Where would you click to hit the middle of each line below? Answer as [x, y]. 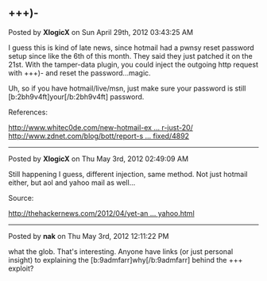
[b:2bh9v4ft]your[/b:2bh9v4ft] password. [76, 96]
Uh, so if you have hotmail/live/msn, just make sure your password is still [127, 88]
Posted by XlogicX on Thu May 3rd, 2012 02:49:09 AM [99, 159]
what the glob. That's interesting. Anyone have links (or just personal [121, 251]
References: [28, 112]
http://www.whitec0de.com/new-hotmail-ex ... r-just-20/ [101, 127]
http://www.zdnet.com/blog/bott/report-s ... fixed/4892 [99, 136]
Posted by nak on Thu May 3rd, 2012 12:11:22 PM [89, 236]
